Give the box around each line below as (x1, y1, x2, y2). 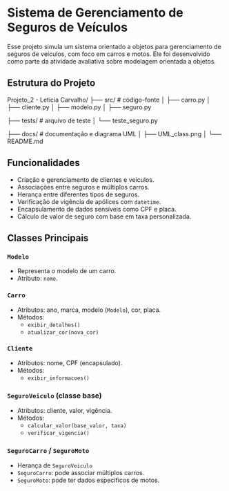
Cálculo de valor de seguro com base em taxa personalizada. (17, 212, 192, 221)
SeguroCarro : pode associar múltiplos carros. (17, 469, 145, 477)
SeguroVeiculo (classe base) (7, 391, 102, 400)
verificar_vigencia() (27, 430, 90, 437)
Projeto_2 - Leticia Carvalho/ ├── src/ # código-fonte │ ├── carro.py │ (7, 95, 211, 104)
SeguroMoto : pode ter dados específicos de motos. (17, 476, 160, 485)
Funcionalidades (7, 157, 81, 169)
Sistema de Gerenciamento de (7, 5, 184, 21)
